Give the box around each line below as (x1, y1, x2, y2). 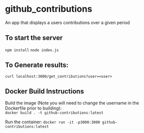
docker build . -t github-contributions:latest (5, 111, 104, 115)
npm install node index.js (5, 47, 59, 52)
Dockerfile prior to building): (5, 105, 62, 111)
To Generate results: (5, 61, 69, 69)
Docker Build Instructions (5, 87, 84, 95)
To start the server (5, 34, 63, 42)
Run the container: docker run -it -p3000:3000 (5, 119, 100, 125)
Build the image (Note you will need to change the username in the (5, 100, 139, 106)
